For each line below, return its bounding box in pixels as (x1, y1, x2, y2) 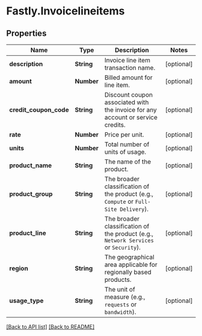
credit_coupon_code (9, 106, 69, 114)
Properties (6, 28, 47, 38)
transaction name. (104, 64, 156, 72)
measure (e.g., (104, 293, 145, 301)
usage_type (9, 296, 44, 305)
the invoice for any (104, 106, 158, 114)
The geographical (104, 253, 155, 261)
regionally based (104, 268, 151, 276)
